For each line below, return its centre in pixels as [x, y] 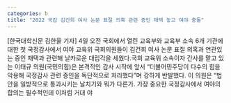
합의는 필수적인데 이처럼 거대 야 [50, 92]
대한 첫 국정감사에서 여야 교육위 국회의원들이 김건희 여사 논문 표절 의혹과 [105, 49]
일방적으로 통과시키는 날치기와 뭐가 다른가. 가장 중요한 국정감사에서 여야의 [120, 84]
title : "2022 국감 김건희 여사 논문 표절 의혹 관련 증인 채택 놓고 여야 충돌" [106, 20]
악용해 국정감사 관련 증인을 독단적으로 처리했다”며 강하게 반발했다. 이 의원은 [110, 75]
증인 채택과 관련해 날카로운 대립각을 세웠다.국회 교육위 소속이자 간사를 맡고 [115, 58]
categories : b [28, 13]
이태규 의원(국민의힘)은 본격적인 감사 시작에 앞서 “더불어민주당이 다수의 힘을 [117, 66]
